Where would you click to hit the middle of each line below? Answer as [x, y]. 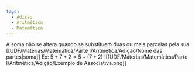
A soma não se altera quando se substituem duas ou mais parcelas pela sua [98, 44]
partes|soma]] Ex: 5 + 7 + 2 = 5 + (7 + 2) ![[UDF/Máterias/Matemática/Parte [97, 57]
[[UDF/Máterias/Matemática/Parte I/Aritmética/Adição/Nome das [84, 51]
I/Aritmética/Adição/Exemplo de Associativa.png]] [66, 63]
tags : [13, 11]
